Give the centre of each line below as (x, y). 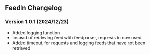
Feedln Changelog (33, 8)
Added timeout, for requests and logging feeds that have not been (79, 43)
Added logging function (36, 32)
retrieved (21, 48)
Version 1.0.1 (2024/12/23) (37, 22)
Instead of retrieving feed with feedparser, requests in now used (77, 37)
